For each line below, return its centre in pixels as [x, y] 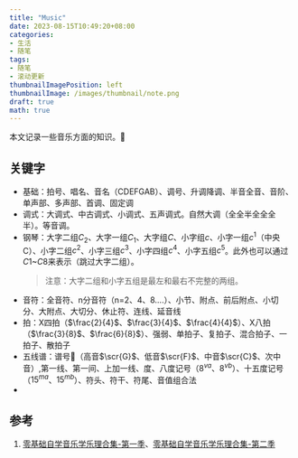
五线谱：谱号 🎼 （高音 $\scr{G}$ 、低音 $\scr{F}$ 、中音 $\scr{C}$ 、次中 [152, 357]
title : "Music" [38, 18]
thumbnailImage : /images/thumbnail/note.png [94, 93]
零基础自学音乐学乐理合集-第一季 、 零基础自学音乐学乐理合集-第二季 [149, 444]
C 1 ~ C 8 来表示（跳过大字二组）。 [80, 262]
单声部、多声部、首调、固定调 [78, 203]
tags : [19, 60]
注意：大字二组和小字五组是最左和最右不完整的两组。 [144, 281]
